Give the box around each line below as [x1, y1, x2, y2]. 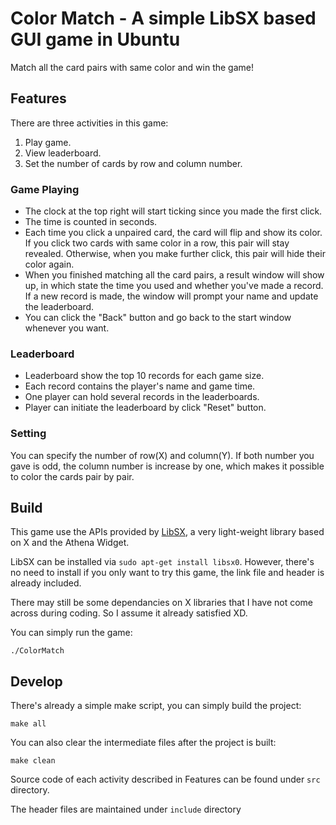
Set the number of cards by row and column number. [24, 157, 243, 169]
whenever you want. [24, 322, 110, 334]
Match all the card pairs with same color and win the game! [10, 61, 255, 73]
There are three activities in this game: [10, 117, 169, 129]
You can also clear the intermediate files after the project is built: [10, 737, 277, 749]
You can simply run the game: [10, 627, 133, 639]
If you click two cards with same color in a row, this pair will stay [24, 237, 290, 249]
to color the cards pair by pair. [10, 470, 135, 482]
